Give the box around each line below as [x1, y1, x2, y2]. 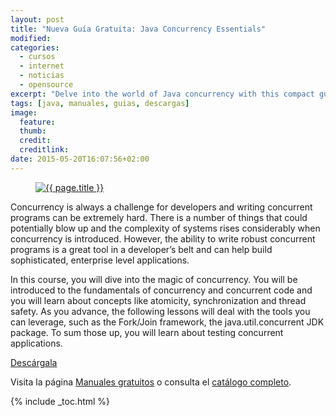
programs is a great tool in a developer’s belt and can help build [10, 243, 273, 255]
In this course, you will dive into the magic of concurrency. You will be [10, 273, 298, 285]
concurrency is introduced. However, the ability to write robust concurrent [10, 232, 316, 245]
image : [10, 107, 38, 118]
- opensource [19, 80, 74, 90]
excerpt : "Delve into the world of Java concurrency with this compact [10, 89, 315, 99]
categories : [10, 42, 60, 53]
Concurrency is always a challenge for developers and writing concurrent [10, 201, 313, 213]
